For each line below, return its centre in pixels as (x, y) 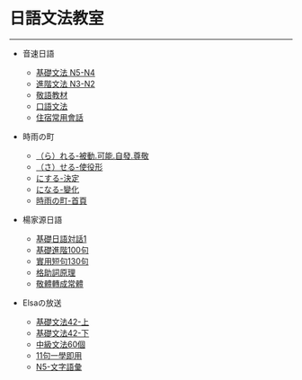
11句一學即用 (59, 355)
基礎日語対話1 (61, 238)
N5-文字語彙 (59, 367)
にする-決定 (58, 178)
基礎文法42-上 (62, 322)
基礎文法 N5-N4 (66, 72)
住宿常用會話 (59, 117)
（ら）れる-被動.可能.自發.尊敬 (93, 155)
